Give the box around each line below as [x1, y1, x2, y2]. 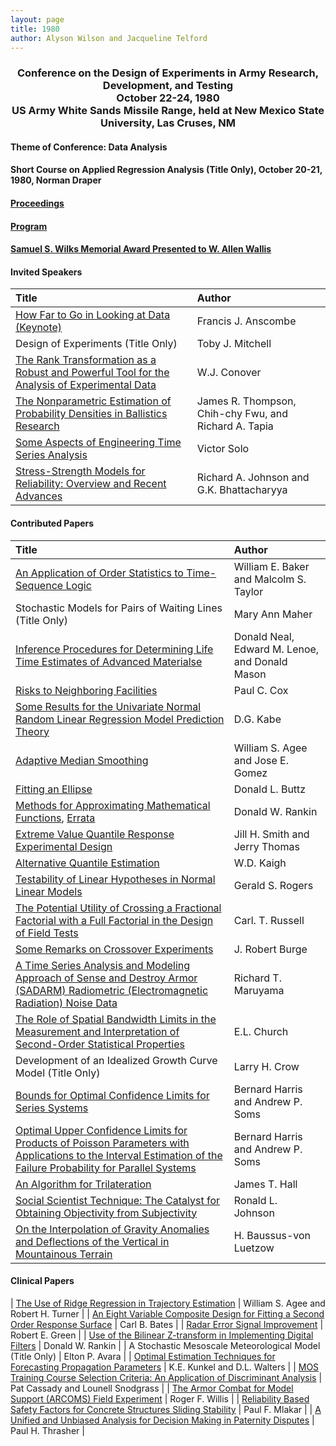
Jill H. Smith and [233, 827, 310, 841]
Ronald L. [233, 1193, 278, 1207]
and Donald [233, 654, 288, 668]
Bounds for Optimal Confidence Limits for [15, 1088, 210, 1102]
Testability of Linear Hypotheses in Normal [15, 872, 216, 886]
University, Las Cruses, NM [100, 116, 236, 130]
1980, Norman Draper [10, 174, 102, 186]
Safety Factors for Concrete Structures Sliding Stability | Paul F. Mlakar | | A [10, 1403, 322, 1415]
